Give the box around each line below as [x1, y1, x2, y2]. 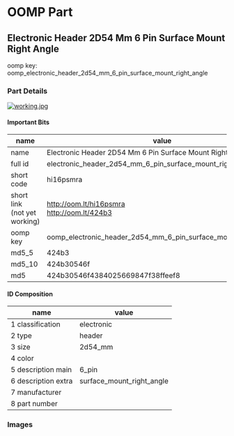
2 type [10, 331, 33, 340]
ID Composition [7, 290, 54, 299]
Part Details [7, 86, 47, 96]
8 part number [10, 398, 58, 408]
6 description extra [10, 376, 73, 386]
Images [7, 419, 33, 429]
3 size [10, 342, 31, 352]
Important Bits [7, 118, 50, 126]
